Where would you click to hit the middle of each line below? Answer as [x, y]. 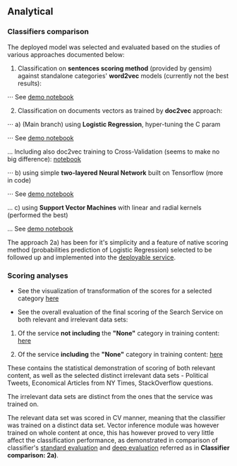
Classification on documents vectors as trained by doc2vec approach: [120, 110]
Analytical [30, 12]
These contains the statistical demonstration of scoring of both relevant [111, 368]
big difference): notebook [44, 159]
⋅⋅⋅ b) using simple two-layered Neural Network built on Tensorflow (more [115, 173]
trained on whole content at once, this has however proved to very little [111, 432]
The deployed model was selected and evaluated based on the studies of [114, 47]
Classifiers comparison [48, 32]
